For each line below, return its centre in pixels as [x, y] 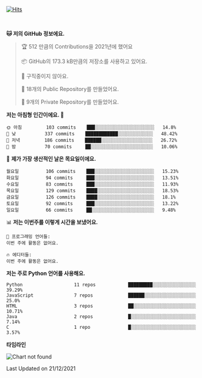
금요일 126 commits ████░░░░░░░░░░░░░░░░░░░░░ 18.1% [91, 197]
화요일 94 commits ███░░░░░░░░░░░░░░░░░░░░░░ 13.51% [93, 178]
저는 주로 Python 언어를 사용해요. [46, 273]
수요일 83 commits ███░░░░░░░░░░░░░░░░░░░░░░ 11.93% [93, 184]
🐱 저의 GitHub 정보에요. [35, 34]
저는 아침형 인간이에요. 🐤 [35, 115]
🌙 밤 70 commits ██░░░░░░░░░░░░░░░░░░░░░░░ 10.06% [92, 147]
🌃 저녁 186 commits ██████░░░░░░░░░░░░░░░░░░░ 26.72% [92, 140]
